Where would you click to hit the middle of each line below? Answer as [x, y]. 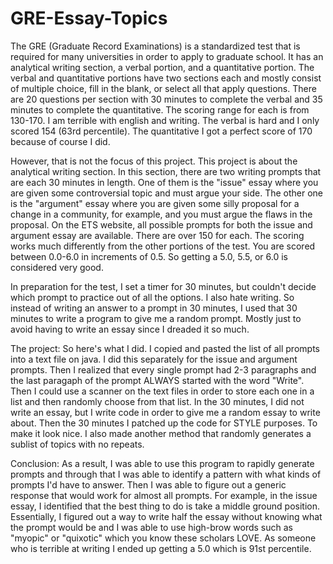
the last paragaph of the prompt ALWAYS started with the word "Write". [157, 380]
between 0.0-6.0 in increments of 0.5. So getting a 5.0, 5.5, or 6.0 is [149, 256]
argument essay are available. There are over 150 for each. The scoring [157, 235]
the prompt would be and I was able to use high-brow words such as [152, 527]
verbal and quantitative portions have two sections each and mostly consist [166, 78]
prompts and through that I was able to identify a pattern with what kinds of [166, 474]
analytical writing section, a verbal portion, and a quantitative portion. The [162, 67]
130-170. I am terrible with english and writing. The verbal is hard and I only [165, 120]
